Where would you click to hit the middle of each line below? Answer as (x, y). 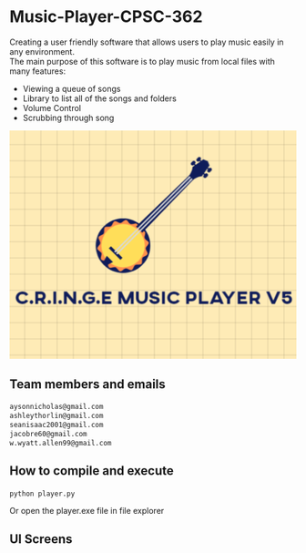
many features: (38, 71)
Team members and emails (87, 384)
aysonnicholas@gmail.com (56, 406)
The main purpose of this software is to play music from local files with (143, 61)
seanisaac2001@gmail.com (56, 425)
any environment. (42, 51)
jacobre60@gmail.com (49, 434)
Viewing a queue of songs (71, 88)
